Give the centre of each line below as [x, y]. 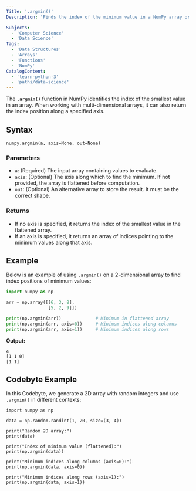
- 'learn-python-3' [35, 77]
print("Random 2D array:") [39, 431]
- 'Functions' [28, 60]
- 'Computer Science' [38, 33]
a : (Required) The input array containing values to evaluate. [86, 171]
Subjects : [18, 28]
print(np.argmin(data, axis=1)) [45, 482]
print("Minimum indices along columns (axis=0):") [69, 462]
